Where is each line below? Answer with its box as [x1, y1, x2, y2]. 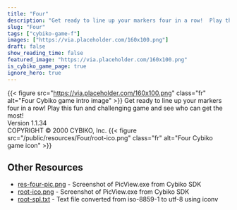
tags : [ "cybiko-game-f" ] [7, 30, 80, 37]
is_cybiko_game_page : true [7, 63, 87, 70]
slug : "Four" [7, 23, 46, 30]
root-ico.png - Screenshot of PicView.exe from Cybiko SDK [17, 187, 190, 196]
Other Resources [7, 161, 83, 173]
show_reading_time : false [7, 50, 83, 57]
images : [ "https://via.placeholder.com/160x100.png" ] [7, 37, 169, 44]
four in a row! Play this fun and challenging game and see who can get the [7, 104, 224, 112]
